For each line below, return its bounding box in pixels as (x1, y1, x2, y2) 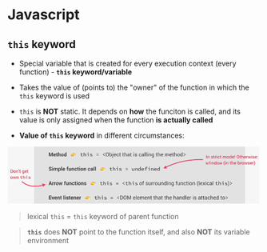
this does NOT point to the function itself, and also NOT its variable (26, 226, 250, 237)
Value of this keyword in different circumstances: (18, 130, 185, 140)
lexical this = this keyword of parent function (26, 211, 179, 221)
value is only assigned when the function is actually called (18, 115, 213, 125)
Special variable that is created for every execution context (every (18, 58, 237, 68)
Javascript (7, 6, 81, 24)
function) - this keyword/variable (18, 67, 133, 77)
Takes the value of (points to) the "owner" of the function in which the (18, 82, 249, 92)
